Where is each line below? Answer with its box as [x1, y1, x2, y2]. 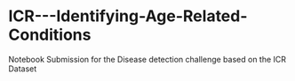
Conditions [8, 25, 92, 45]
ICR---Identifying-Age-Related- [8, 6, 248, 26]
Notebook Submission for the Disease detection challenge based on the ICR [8, 54, 286, 64]
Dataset [8, 63, 37, 74]
